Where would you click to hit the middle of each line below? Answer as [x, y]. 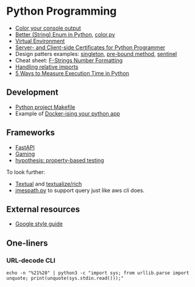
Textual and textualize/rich [48, 184]
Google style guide [39, 224]
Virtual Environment [40, 41]
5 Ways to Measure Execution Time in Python [72, 73]
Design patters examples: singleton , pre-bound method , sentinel [96, 54]
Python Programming [62, 11]
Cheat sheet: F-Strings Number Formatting [69, 60]
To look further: [26, 172]
